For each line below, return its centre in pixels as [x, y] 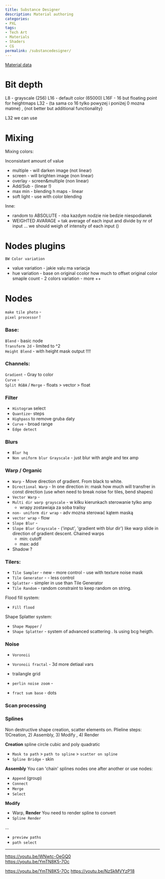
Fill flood [23, 608]
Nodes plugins [35, 246]
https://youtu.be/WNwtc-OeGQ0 [38, 856]
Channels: [18, 364]
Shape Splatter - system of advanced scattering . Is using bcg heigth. [83, 632]
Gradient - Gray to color [29, 374]
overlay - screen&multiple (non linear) [51, 181]
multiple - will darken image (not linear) [52, 170]
